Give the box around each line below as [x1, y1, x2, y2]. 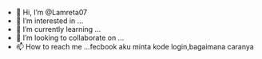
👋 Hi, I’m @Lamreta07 [15, 8, 88, 17]
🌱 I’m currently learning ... [15, 25, 101, 33]
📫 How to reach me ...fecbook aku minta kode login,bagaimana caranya [15, 42, 254, 51]
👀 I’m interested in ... [15, 16, 84, 26]
